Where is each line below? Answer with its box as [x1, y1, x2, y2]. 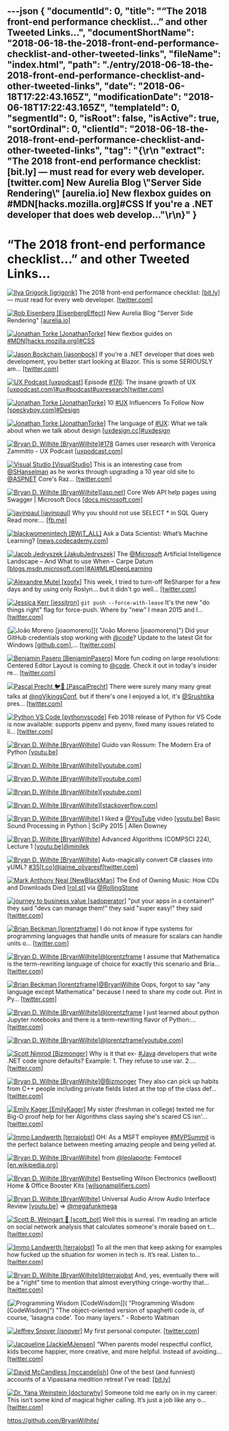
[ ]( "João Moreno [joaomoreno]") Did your [7, 626, 210, 635]
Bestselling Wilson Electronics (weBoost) [101, 1174, 217, 1183]
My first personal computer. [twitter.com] [83, 1327, 200, 1335]
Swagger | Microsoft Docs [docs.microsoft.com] [7, 495, 144, 504]
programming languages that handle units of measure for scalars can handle [7, 932, 223, 941]
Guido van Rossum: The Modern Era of [101, 741, 211, 749]
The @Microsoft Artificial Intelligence [116, 550, 221, 558]
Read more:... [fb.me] [7, 516, 67, 524]
